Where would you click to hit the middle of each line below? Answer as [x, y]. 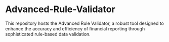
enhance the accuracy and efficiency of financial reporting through [75, 28]
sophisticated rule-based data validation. [48, 34]
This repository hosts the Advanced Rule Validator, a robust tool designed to [85, 23]
